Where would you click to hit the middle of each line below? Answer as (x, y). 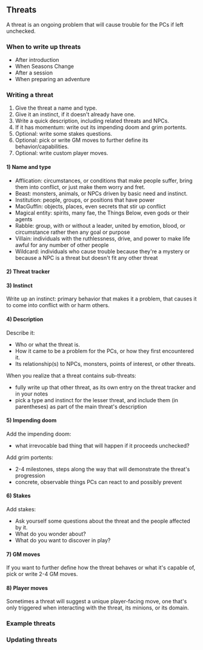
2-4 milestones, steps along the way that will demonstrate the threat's (102, 469)
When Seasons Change (45, 67)
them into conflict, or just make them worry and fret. (80, 187)
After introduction (37, 60)
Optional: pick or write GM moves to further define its (82, 140)
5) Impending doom (32, 420)
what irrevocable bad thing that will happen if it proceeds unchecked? (102, 445)
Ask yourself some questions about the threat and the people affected (103, 521)
